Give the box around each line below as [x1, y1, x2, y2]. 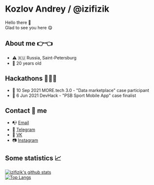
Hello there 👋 [5, 19, 32, 25]
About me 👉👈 [5, 39, 53, 48]
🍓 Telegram [12, 127, 36, 132]
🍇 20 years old [12, 60, 41, 66]
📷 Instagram [12, 137, 38, 143]
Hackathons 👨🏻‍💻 [5, 74, 57, 83]
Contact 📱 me [5, 106, 47, 115]
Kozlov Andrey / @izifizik [5, 3, 110, 15]
